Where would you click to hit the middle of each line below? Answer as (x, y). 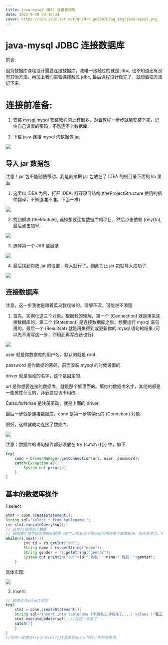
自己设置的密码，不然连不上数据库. (53, 126)
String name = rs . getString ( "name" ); (63, 548)
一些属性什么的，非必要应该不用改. (41, 392)
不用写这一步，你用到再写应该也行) (58, 334)
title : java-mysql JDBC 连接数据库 (41, 10)
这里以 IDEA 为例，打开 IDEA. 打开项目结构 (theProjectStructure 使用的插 (87, 193)
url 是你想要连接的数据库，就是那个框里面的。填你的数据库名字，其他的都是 (83, 386)
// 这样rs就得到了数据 (26, 529)
